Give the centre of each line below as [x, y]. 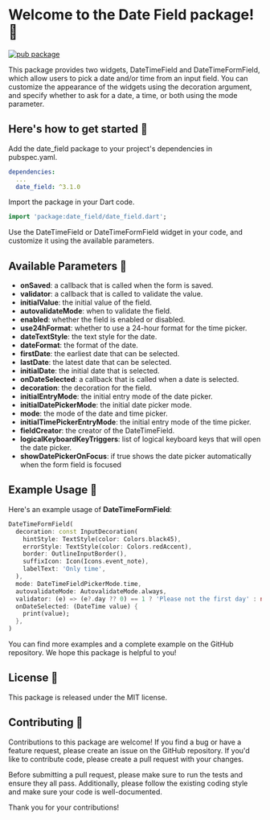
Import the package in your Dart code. [72, 202]
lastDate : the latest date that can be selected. [96, 363]
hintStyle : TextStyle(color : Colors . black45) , [102, 539]
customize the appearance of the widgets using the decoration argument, [130, 87]
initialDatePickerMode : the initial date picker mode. [106, 405]
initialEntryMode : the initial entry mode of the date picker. [116, 396]
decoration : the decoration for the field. [86, 388]
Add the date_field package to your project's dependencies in [110, 148]
